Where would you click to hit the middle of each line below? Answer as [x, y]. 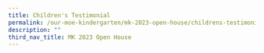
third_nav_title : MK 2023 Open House [70, 37]
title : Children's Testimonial [59, 15]
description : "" [35, 30]
